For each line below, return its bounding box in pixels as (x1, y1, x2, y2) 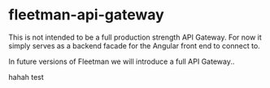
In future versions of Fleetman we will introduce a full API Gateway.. (8, 57, 235, 66)
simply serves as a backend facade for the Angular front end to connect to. (8, 40, 260, 50)
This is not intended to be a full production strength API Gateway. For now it (8, 32, 262, 42)
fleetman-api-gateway (8, 6, 164, 24)
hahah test (8, 72, 45, 82)
